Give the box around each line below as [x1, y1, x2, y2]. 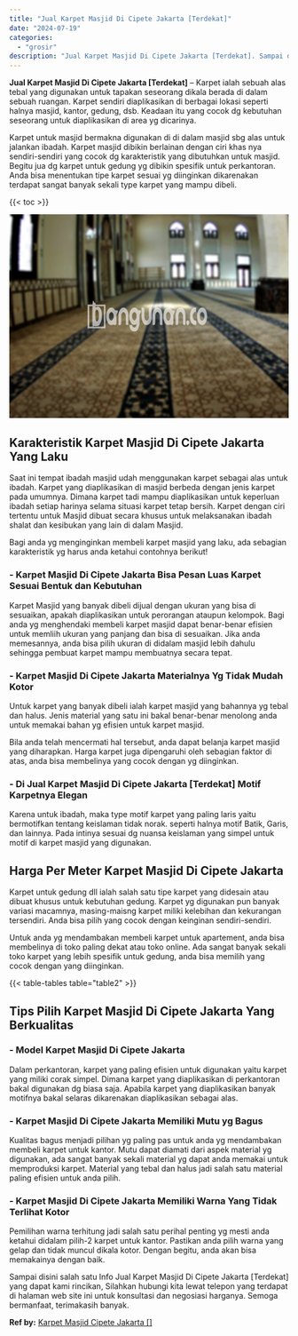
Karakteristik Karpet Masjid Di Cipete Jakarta [9, 435, 264, 450]
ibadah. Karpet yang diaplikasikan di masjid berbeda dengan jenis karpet [9, 482, 275, 493]
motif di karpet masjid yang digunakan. [9, 838, 153, 848]
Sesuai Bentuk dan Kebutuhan [9, 580, 143, 592]
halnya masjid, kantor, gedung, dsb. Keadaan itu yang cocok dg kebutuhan [9, 106, 282, 116]
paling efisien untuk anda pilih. [9, 1173, 122, 1183]
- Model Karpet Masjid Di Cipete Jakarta [9, 1044, 185, 1056]
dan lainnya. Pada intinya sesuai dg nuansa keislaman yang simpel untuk [9, 828, 275, 839]
